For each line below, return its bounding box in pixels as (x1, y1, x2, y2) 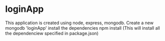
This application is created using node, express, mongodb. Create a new (5, 20, 154, 26)
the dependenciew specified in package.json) (5, 30, 99, 36)
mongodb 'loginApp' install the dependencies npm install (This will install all (5, 25, 160, 31)
